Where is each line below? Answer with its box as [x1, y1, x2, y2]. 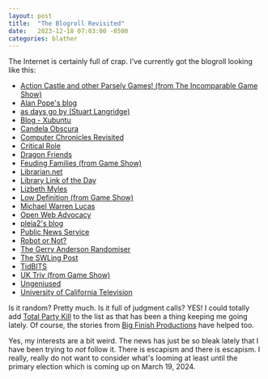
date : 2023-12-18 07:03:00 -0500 [8, 27, 129, 35]
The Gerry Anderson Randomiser [19, 245, 131, 254]
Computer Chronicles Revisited [19, 133, 124, 143]
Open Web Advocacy [19, 210, 91, 219]
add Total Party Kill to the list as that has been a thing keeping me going [8, 312, 249, 322]
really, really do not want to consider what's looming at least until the [8, 353, 238, 363]
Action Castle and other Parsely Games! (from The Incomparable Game [19, 81, 258, 91]
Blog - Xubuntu [19, 115, 71, 126]
